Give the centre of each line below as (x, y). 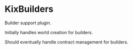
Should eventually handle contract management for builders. (66, 42)
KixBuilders (29, 9)
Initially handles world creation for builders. (49, 32)
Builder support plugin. (28, 23)
